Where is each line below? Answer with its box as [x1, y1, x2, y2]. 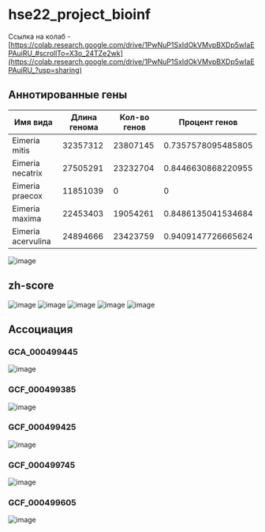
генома [69, 121, 99, 132]
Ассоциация [8, 323, 73, 336]
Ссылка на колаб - [8, 32, 71, 41]
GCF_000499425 [8, 421, 77, 432]
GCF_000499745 [8, 459, 76, 470]
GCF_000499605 [8, 497, 77, 508]
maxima [12, 213, 42, 224]
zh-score [8, 279, 54, 292]
